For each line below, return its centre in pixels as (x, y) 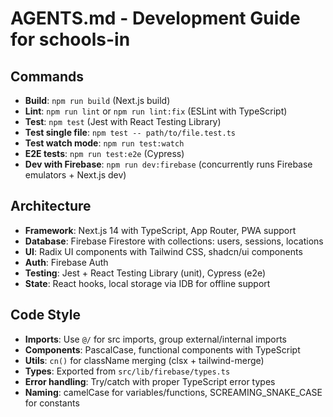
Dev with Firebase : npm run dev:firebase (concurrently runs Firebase (168, 164)
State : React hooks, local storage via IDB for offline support (147, 283)
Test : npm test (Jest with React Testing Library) (123, 121)
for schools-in (70, 39)
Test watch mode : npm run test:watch (104, 143)
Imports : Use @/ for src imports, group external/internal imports (155, 339)
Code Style (45, 315)
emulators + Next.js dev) (75, 175)
